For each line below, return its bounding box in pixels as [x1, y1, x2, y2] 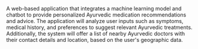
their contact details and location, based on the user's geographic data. [6, 37, 183, 43]
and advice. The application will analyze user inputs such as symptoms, [6, 18, 184, 24]
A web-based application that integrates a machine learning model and [6, 5, 182, 12]
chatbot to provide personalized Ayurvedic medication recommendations [6, 11, 187, 18]
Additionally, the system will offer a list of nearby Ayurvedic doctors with [6, 30, 185, 37]
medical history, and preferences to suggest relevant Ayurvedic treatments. [6, 24, 193, 31]
